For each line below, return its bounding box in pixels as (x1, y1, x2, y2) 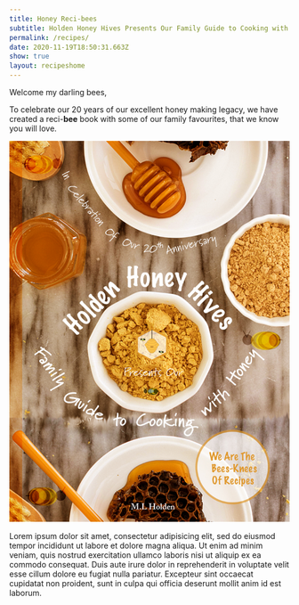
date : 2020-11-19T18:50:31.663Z (9, 43, 129, 52)
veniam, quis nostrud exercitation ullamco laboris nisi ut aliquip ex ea (9, 550, 262, 560)
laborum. (9, 588, 43, 599)
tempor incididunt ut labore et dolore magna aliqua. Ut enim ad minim (9, 540, 263, 552)
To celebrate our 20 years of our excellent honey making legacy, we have (9, 104, 279, 115)
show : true (9, 52, 50, 61)
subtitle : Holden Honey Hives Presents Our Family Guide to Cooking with (9, 23, 289, 33)
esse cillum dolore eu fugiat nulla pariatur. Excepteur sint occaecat (9, 568, 254, 579)
